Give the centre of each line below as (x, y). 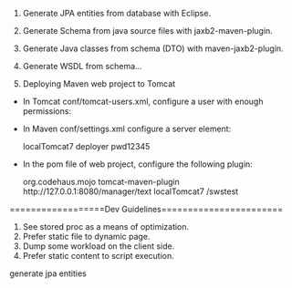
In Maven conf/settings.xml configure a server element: (127, 129)
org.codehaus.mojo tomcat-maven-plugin (101, 182)
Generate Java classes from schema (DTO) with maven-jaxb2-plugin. (153, 48)
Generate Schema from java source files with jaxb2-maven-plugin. (148, 31)
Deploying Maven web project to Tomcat (99, 84)
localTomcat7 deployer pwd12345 (86, 146)
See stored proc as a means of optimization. (106, 226)
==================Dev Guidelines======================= (146, 209)
